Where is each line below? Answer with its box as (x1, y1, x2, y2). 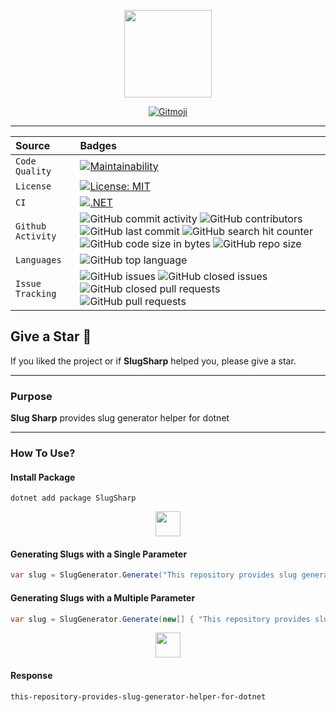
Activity (15, 231, 57, 242)
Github (15, 221, 47, 232)
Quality (15, 166, 52, 177)
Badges (79, 139, 117, 152)
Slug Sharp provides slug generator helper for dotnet (10, 412, 230, 424)
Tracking (15, 288, 57, 299)
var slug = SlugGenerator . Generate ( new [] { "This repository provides (10, 614, 311, 624)
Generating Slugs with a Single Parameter (10, 548, 188, 560)
